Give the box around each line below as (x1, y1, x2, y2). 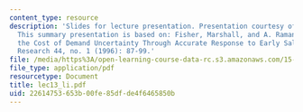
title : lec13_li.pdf (9, 80, 87, 89)
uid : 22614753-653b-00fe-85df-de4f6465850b (9, 89, 176, 98)
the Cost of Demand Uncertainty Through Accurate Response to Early (17, 38, 280, 48)
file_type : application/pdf (9, 64, 115, 73)
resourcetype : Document (9, 72, 99, 81)
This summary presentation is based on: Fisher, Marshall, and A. (17, 30, 272, 39)
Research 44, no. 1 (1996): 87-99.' (17, 47, 155, 56)
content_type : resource (9, 13, 99, 23)
